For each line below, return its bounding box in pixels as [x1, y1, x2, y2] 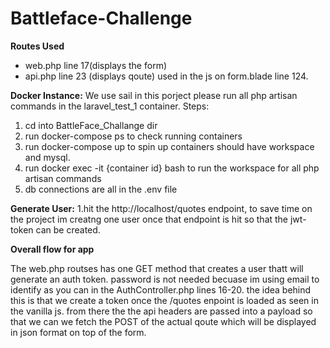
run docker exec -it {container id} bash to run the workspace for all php [24, 162, 320, 174]
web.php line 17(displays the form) [24, 59, 167, 71]
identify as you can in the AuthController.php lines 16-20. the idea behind [10, 283, 312, 296]
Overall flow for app [10, 243, 95, 255]
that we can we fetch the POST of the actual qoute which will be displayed [10, 315, 317, 327]
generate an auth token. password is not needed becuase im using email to [10, 273, 320, 285]
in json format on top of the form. [10, 326, 147, 338]
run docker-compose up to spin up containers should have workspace [24, 140, 315, 152]
